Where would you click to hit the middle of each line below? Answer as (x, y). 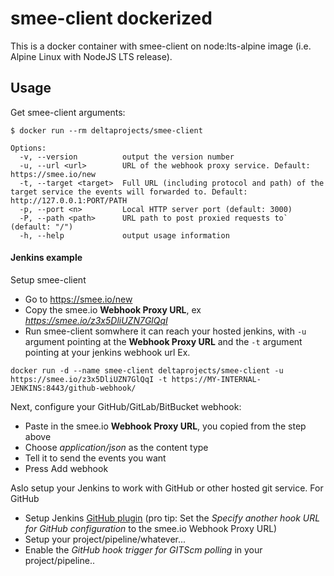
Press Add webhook (66, 468)
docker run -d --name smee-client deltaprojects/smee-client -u (147, 370)
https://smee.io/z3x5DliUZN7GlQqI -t (89, 379)
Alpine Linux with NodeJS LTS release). (91, 56)
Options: (28, 148)
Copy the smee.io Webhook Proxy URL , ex (113, 309)
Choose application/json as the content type (116, 447)
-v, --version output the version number (127, 157)
